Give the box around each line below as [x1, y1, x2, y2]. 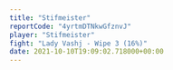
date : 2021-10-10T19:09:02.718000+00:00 [9, 47, 165, 56]
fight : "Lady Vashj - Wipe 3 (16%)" [9, 38, 148, 48]
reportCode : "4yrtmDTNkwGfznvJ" [9, 22, 131, 31]
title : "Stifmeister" [9, 13, 91, 23]
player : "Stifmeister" [9, 30, 95, 39]
